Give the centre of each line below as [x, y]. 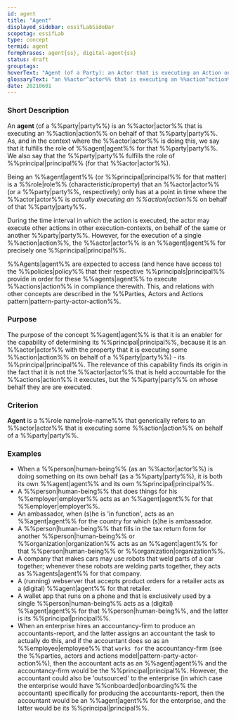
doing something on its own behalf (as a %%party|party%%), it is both [120, 476]
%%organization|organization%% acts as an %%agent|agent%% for [117, 544]
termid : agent [28, 46]
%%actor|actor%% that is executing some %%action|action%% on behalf [115, 428]
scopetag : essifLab [36, 33]
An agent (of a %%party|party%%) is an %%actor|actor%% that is [105, 126]
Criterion [23, 405]
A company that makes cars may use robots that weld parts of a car [116, 559]
